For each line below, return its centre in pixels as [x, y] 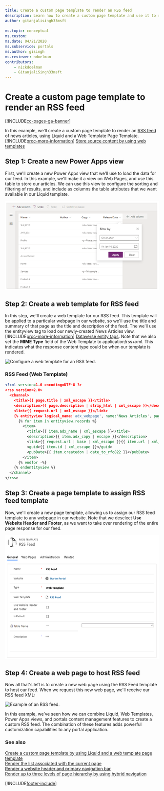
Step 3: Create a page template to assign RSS [75, 493]
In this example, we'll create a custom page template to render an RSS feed [81, 131]
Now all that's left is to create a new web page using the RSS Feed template [81, 685]
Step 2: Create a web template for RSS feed [72, 304]
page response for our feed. [33, 528]
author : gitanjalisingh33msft [36, 21]
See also [15, 743]
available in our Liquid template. [37, 194]
